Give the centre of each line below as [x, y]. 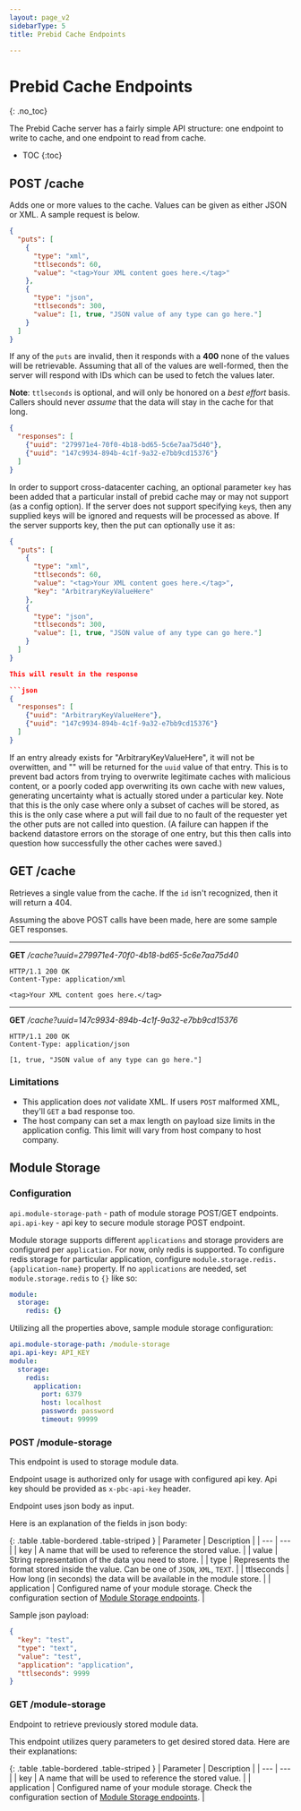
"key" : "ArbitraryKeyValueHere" [93, 591]
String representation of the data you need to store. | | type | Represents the [150, 1560]
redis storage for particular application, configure [100, 1258]
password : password [78, 1412]
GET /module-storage [57, 1704]
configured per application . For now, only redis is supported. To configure [147, 1249]
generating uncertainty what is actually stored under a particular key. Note [146, 795]
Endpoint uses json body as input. [72, 1506]
